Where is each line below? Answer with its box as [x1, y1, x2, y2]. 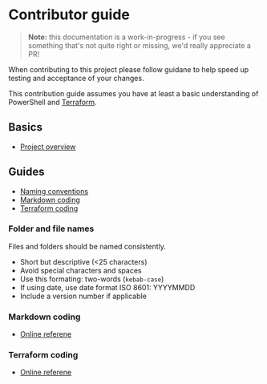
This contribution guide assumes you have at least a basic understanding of [8, 88, 259, 98]
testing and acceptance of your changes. [8, 73, 144, 83]
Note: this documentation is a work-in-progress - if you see [27, 32, 226, 42]
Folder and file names [8, 223, 95, 234]
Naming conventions [19, 186, 89, 196]
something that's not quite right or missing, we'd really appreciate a [27, 40, 251, 50]
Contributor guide [8, 6, 130, 24]
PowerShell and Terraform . [8, 97, 98, 107]
